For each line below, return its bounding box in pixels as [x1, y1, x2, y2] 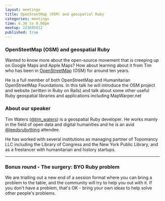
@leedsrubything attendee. [5, 126, 60, 132]
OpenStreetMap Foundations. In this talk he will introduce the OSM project [5, 82, 156, 88]
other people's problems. [5, 190, 56, 196]
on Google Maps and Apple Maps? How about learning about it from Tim [5, 62, 152, 69]
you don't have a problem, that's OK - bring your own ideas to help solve [5, 185, 152, 191]
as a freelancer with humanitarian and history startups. [5, 147, 116, 152]
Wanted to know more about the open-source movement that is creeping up [5, 57, 159, 63]
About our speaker [5, 105, 51, 112]
